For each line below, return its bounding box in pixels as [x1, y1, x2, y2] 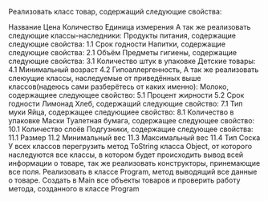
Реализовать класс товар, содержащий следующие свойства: [8, 7, 222, 16]
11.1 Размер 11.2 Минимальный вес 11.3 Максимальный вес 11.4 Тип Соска [8, 133, 261, 143]
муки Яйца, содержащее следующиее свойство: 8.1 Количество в [8, 107, 234, 117]
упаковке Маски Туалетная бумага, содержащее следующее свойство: [8, 116, 255, 125]
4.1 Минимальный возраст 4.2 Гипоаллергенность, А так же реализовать [8, 65, 259, 74]
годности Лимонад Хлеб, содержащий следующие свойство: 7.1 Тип [8, 99, 243, 108]
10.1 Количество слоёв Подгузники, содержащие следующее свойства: [8, 124, 254, 134]
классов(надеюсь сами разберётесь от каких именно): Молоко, [8, 82, 229, 91]
